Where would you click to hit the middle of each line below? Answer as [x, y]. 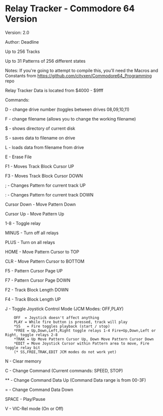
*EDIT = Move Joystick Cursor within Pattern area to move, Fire [82, 343]
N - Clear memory [23, 361]
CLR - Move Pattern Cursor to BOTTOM [45, 261]
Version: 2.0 [17, 32]
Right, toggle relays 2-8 [31, 335]
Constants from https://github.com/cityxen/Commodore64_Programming [79, 75]
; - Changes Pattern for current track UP [45, 185]
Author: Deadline [22, 42]
